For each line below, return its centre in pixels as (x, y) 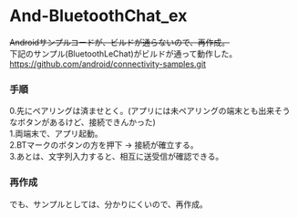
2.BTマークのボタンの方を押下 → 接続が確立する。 (104, 145)
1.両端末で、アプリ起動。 (56, 134)
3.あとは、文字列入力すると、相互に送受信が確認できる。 (117, 157)
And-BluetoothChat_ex (98, 16)
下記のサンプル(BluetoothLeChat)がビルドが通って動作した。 (123, 53)
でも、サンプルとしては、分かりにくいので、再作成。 (108, 204)
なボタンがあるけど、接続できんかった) (83, 122)
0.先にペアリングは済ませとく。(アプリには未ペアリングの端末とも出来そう (150, 111)
